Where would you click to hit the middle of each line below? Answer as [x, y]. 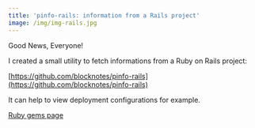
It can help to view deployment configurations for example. [104, 100]
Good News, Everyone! [46, 45]
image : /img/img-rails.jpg [53, 23]
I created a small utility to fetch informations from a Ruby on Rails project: [128, 61]
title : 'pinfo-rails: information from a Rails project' [104, 15]
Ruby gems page [36, 115]
